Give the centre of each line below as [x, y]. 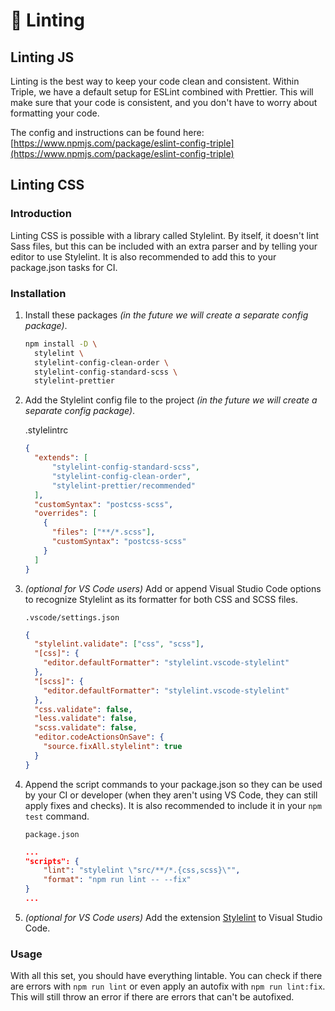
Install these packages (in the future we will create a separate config [166, 315]
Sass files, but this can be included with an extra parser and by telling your [164, 246]
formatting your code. [55, 113]
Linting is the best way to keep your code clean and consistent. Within [155, 81]
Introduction [41, 214]
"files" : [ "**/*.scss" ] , [103, 532]
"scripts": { [52, 861]
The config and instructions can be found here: [107, 132]
